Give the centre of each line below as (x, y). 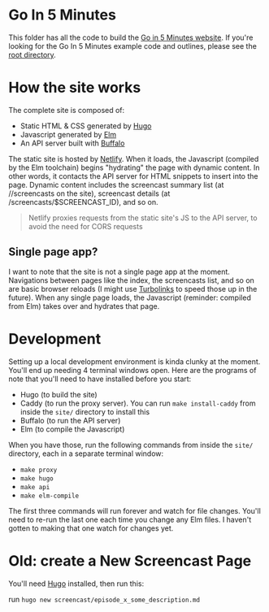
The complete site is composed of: (67, 110)
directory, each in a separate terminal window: (86, 454)
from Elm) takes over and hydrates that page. (84, 306)
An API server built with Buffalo (72, 143)
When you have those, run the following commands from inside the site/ (131, 445)
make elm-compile (50, 496)
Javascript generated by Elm (68, 134)
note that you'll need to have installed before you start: (100, 379)
